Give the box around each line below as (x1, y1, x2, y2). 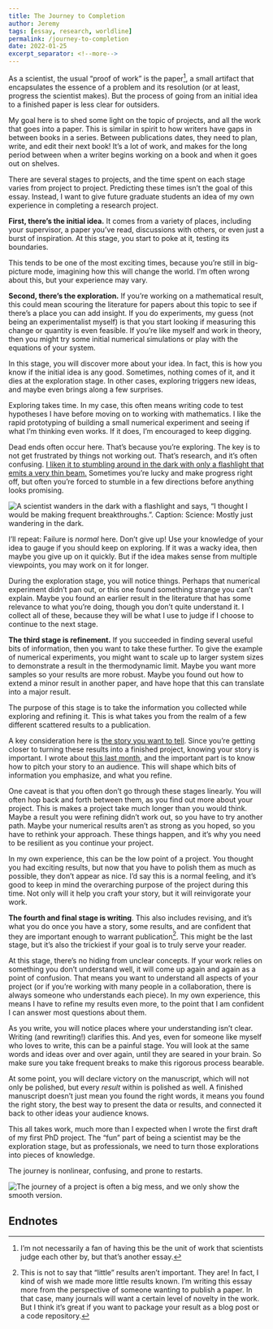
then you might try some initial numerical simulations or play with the (8, 334, 239, 344)
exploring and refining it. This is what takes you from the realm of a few (8, 711, 247, 721)
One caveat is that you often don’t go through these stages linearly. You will (8, 786, 262, 796)
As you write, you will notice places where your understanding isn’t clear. (8, 1024, 253, 1033)
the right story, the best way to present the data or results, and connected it (8, 1100, 262, 1110)
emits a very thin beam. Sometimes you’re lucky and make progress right (8, 467, 253, 477)
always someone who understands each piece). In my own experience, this (8, 990, 261, 1000)
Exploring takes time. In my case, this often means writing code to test (8, 400, 244, 410)
